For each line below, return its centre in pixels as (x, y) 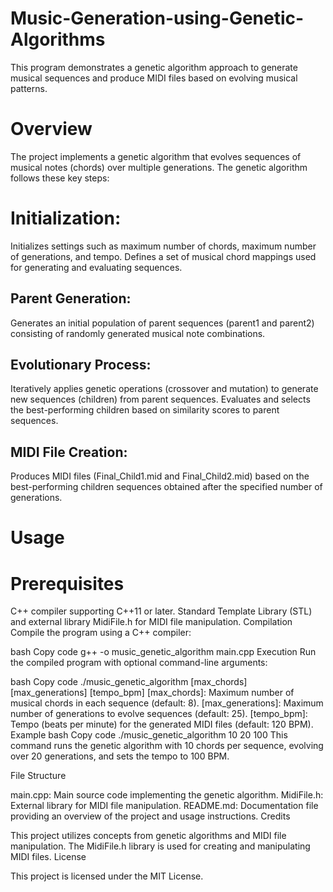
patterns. (29, 88)
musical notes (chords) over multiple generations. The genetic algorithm (159, 167)
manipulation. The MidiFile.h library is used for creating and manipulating (160, 846)
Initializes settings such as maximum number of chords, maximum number (163, 246)
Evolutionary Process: (81, 365)
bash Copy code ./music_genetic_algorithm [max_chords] (129, 682)
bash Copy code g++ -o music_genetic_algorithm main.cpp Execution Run (163, 652)
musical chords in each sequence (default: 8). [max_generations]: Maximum (167, 703)
